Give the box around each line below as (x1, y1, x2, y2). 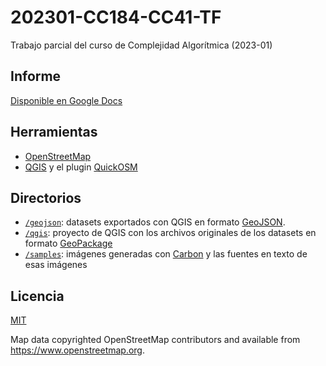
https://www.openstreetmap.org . (10, 344, 146, 356)
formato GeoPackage (24, 237, 113, 250)
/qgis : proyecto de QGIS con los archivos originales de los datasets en (24, 227, 317, 239)
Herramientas (10, 124, 98, 141)
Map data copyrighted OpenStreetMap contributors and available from (10, 334, 301, 346)
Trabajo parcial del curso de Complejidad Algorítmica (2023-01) (10, 39, 273, 51)
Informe (10, 68, 62, 85)
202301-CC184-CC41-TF (10, 6, 222, 29)
